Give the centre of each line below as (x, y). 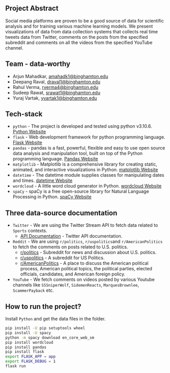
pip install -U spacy (28, 333)
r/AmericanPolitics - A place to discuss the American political (84, 263)
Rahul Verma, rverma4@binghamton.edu (55, 87)
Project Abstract (32, 8)
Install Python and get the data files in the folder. (55, 319)
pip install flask (25, 352)
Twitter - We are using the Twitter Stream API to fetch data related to (85, 225)
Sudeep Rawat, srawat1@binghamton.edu (56, 92)
